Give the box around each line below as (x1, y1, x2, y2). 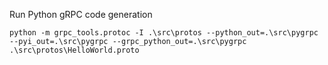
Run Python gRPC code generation (9, 9, 153, 20)
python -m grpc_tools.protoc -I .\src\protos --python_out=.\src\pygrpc (9, 28, 319, 38)
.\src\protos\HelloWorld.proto (9, 45, 140, 55)
